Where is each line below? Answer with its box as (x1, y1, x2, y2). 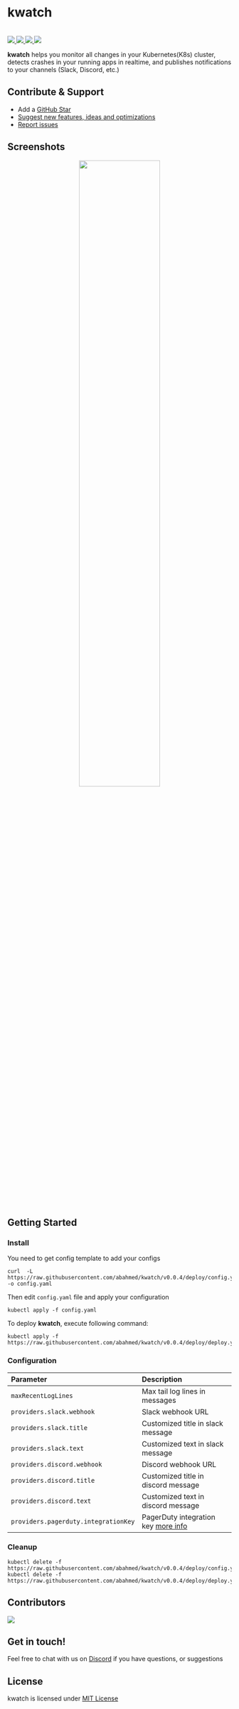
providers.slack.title (11, 1424, 87, 1431)
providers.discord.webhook (11, 1460, 102, 1469)
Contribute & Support (7, 86, 105, 98)
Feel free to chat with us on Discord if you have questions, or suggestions (7, 1655, 223, 1663)
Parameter (11, 1374, 48, 1384)
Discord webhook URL (142, 1459, 217, 1469)
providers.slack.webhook (11, 1407, 95, 1416)
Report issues (17, 120, 58, 128)
